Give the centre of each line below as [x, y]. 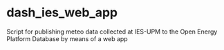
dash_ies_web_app [62, 13]
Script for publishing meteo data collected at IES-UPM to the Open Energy [112, 32]
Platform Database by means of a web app [67, 38]
